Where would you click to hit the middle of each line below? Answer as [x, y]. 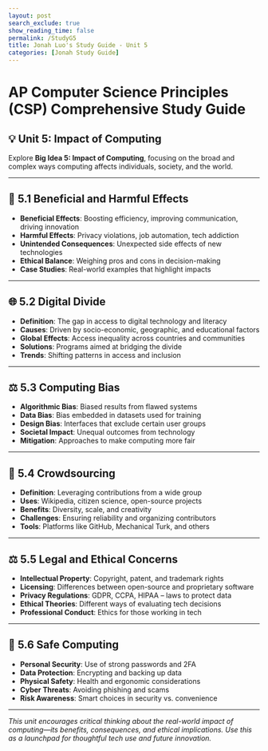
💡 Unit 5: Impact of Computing [85, 139]
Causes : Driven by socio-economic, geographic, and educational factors [140, 329]
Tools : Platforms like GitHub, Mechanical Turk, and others [114, 526]
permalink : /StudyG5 [43, 38]
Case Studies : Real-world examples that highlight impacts [115, 269]
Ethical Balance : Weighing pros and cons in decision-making [120, 260]
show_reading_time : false [51, 30]
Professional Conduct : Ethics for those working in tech [110, 613]
